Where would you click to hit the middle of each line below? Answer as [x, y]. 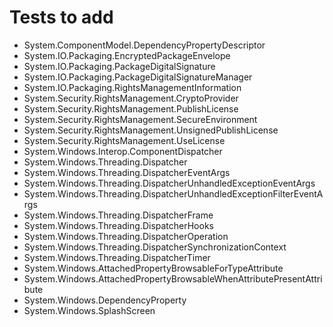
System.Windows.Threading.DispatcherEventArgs [127, 172]
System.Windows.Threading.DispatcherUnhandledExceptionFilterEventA [173, 193]
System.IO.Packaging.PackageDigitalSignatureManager [138, 77]
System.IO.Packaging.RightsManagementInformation [132, 87]
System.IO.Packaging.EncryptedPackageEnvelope [127, 55]
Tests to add [61, 17]
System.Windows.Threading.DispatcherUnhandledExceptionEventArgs [169, 183]
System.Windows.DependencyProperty [105, 300]
